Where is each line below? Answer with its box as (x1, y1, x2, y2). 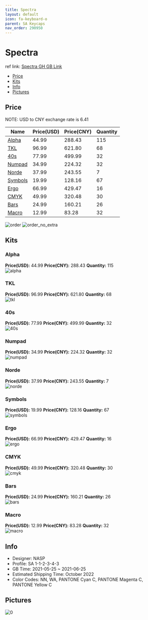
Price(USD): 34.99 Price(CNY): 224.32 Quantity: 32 (5, 349, 112, 355)
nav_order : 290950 (5, 26, 43, 31)
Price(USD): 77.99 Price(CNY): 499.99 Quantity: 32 (5, 320, 112, 326)
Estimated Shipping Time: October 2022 (12, 571, 94, 577)
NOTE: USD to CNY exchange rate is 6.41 (5, 116, 89, 122)
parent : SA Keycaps (5, 21, 45, 26)
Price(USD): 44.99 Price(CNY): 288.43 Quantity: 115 (5, 262, 114, 268)
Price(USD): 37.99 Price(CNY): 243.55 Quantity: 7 (5, 378, 109, 384)
